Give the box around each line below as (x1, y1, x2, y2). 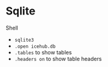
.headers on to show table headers (14, 55, 102, 62)
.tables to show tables (14, 48, 72, 56)
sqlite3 (14, 37, 34, 43)
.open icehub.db (14, 43, 56, 49)
